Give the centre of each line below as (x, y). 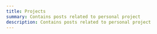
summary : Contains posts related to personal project (74, 17)
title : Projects (26, 11)
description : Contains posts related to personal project (78, 22)
